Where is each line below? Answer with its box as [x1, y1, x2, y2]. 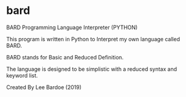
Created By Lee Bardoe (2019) [6, 83, 82, 91]
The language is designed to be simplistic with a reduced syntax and [6, 65, 177, 73]
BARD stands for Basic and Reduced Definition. [6, 53, 124, 61]
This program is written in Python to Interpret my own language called [6, 35, 180, 42]
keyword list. [6, 72, 38, 79]
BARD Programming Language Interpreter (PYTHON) [6, 24, 138, 31]
